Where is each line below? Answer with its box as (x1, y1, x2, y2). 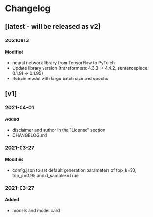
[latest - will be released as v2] (5, 22, 101, 31)
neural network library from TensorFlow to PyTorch (12, 59, 115, 66)
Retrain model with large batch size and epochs (12, 75, 109, 81)
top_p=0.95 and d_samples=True (12, 173, 79, 178)
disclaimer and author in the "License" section (12, 127, 106, 133)
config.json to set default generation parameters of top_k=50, (12, 167, 137, 173)
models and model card (12, 208, 60, 214)
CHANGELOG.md (12, 132, 47, 138)
